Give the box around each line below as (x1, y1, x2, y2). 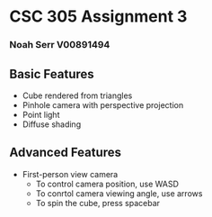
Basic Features (9, 66, 94, 82)
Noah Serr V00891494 (9, 39, 110, 51)
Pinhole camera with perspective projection (22, 99, 184, 110)
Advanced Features (9, 145, 122, 160)
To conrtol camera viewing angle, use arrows (35, 187, 203, 199)
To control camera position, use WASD (35, 178, 180, 189)
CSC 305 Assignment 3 (9, 6, 188, 27)
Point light (22, 109, 60, 120)
